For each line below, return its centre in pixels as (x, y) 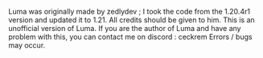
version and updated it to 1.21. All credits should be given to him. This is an (131, 20)
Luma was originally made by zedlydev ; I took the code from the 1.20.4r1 (129, 12)
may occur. (27, 45)
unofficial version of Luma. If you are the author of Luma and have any (125, 28)
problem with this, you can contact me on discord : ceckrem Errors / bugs (130, 37)
